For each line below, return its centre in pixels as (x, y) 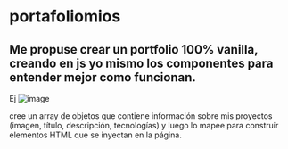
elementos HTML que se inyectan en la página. (96, 135)
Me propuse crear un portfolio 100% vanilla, (134, 50)
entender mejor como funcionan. (103, 77)
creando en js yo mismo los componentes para (141, 63)
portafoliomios (65, 17)
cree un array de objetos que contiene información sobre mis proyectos (141, 116)
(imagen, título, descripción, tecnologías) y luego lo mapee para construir (144, 125)
